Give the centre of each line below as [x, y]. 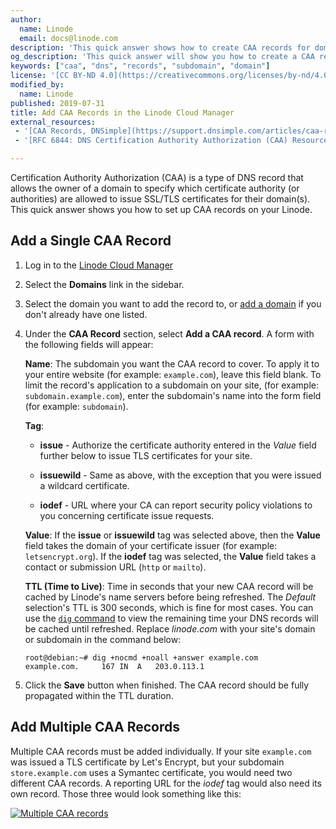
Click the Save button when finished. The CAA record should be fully [167, 685]
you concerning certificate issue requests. [127, 515]
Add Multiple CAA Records [95, 727]
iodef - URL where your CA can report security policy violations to [176, 505]
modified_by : [37, 85]
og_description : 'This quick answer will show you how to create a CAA [162, 57]
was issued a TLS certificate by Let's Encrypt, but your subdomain [147, 762]
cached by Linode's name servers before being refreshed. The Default [170, 597]
